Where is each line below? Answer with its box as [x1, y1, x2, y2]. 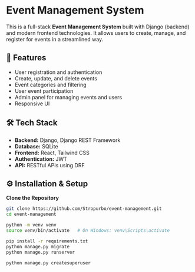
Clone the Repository [6, 195, 59, 202]
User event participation [14, 87, 74, 95]
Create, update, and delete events [14, 75, 97, 82]
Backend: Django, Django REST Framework [14, 137, 121, 144]
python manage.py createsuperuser [6, 260, 91, 266]
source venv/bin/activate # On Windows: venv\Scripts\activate [6, 228, 170, 234]
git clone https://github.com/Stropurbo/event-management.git [6, 206, 162, 212]
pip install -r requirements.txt [6, 238, 88, 244]
